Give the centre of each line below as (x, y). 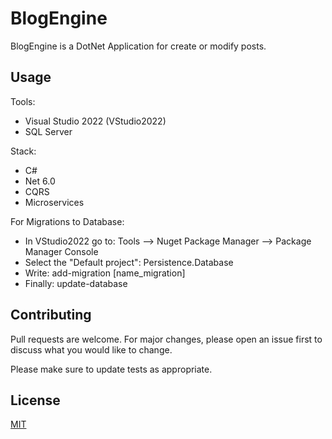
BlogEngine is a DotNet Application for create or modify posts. (138, 46)
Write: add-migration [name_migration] (105, 273)
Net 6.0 (40, 181)
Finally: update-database (76, 283)
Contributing (51, 315)
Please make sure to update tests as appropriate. (111, 369)
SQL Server (48, 131)
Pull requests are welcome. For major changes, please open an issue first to (166, 339)
